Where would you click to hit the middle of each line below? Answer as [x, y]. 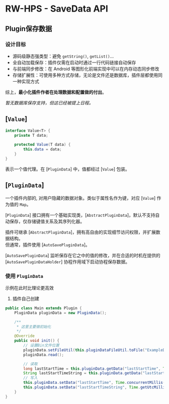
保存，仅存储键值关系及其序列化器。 [47, 221]
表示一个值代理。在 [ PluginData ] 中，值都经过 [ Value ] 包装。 [67, 169]
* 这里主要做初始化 [34, 327]
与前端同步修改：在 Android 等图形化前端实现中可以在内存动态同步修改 [86, 69]
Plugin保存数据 [29, 28]
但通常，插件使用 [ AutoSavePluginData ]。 [48, 245]
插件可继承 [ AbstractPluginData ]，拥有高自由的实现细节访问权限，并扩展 [81, 232]
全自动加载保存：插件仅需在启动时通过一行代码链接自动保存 [74, 62]
